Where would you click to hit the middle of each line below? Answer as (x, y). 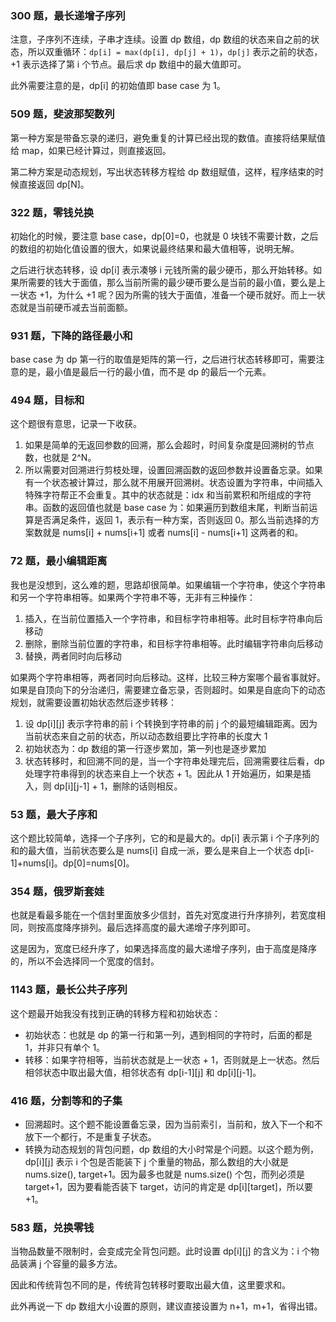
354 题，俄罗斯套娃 (57, 891)
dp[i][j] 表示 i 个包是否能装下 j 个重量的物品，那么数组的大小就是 (157, 1161)
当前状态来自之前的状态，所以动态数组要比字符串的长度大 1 (146, 736)
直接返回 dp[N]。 (54, 184)
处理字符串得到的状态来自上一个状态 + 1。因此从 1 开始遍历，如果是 (163, 773)
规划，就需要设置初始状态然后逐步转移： (93, 702)
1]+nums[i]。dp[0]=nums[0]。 (72, 863)
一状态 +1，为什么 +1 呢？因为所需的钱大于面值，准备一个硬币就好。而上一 (163, 294)
